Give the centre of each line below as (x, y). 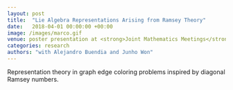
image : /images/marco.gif (44, 33)
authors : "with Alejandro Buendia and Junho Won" (80, 53)
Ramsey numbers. (33, 79)
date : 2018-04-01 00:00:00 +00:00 (60, 26)
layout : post (26, 13)
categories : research (38, 46)
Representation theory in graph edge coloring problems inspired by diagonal (116, 72)
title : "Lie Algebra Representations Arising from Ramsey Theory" (107, 20)
